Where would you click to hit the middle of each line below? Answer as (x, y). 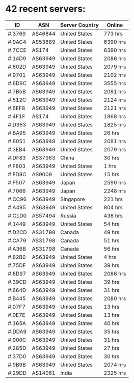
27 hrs (112, 348)
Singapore (73, 199)
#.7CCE (17, 50)
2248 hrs (115, 190)
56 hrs (112, 249)
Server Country (80, 25)
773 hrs (113, 34)
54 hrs (112, 224)
